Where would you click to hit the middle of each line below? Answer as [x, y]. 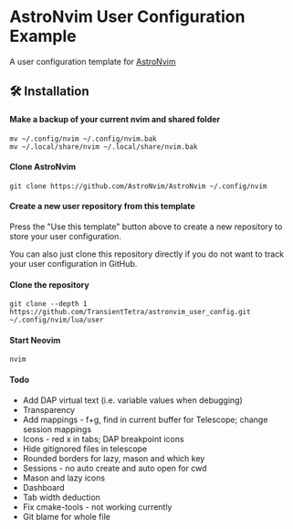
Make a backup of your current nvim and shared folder [115, 119]
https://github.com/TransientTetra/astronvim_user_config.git [130, 312]
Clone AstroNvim [43, 167]
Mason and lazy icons [64, 478]
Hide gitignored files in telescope [85, 449]
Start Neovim [35, 340]
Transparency [49, 409]
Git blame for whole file [67, 516]
